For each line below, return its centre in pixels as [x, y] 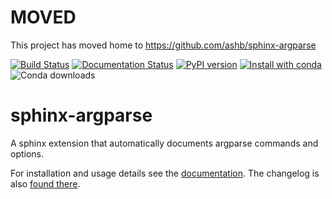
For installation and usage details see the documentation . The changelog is [165, 173]
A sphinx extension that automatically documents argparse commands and [164, 143]
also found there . [45, 183]
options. [27, 153]
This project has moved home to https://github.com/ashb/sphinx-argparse [163, 45]
